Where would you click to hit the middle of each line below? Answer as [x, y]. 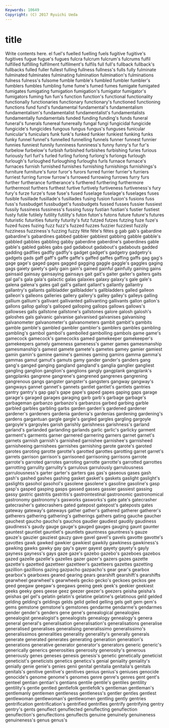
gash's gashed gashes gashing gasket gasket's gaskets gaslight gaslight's [83, 478]
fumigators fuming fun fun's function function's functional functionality [79, 97]
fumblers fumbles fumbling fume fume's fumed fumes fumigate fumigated [82, 86]
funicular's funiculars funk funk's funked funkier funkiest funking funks [79, 134]
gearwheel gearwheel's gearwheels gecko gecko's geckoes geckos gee [80, 580]
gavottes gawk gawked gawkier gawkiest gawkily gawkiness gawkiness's [82, 543]
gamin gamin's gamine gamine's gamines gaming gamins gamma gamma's [83, 355]
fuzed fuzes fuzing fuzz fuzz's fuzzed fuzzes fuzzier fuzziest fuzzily [77, 226]
